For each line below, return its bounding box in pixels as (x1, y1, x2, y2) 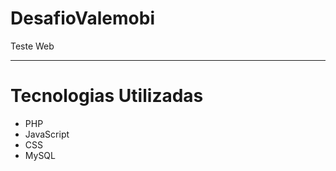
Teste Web (10, 40, 55, 52)
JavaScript (24, 128, 70, 140)
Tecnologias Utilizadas (10, 85, 204, 107)
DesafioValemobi (10, 7, 155, 30)
